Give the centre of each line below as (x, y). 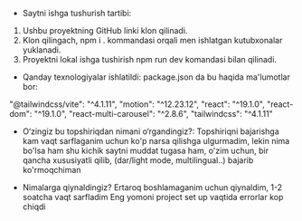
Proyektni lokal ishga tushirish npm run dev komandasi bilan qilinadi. (150, 59)
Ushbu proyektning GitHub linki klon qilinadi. (105, 30)
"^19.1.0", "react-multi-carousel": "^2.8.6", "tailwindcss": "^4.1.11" (153, 114)
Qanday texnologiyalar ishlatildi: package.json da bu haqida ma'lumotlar (156, 77)
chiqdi (34, 207)
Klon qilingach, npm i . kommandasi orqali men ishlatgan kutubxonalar (152, 40)
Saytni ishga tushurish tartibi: (77, 13)
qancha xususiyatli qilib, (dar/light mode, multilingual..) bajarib (138, 160)
